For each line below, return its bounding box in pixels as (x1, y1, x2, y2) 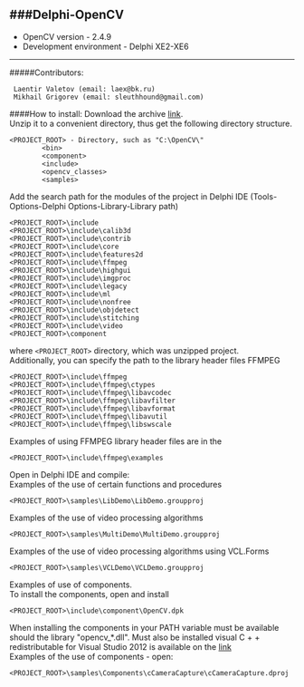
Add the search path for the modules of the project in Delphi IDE (9, 190, 249, 202)
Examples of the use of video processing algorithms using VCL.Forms (9, 546, 270, 556)
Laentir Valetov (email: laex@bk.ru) (13, 84, 156, 93)
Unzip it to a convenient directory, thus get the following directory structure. (9, 118, 292, 129)
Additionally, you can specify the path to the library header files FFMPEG (9, 354, 280, 365)
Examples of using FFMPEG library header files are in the (9, 435, 223, 447)
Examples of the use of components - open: (9, 651, 174, 662)
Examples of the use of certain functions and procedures (9, 479, 223, 489)
